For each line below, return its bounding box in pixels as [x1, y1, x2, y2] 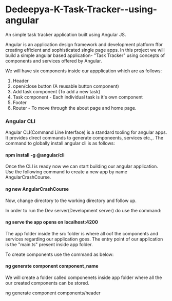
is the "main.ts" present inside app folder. [5, 241, 93, 247]
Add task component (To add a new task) [12, 88, 101, 94]
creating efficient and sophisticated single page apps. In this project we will [5, 47, 165, 53]
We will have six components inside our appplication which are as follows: [5, 68, 162, 74]
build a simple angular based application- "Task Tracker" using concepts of [5, 52, 165, 58]
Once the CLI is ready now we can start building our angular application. [5, 163, 158, 170]
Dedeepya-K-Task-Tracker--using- [5, 4, 158, 15]
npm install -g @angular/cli [5, 152, 65, 158]
